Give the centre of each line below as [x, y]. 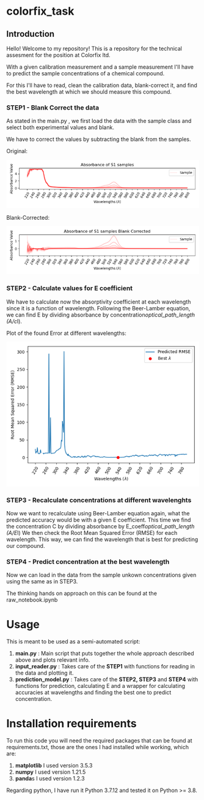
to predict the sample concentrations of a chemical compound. [86, 73]
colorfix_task [40, 11]
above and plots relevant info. [53, 660]
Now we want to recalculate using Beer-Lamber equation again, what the [98, 513]
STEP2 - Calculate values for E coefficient [70, 288]
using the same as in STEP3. [42, 581]
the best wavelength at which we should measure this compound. [89, 92]
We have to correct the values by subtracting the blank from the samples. [99, 140]
